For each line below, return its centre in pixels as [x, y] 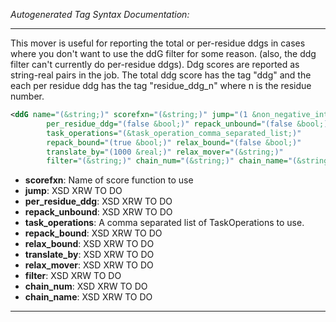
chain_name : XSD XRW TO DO [88, 297]
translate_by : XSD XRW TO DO [89, 255]
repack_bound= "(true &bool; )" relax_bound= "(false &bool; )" [174, 142]
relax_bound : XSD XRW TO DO [89, 244]
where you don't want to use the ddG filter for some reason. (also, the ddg [163, 53]
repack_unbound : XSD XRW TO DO [98, 212]
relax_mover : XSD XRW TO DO [89, 265]
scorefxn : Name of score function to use [109, 180]
